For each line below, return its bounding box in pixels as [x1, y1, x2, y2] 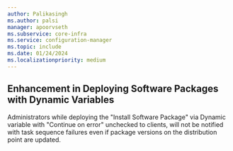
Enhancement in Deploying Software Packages [7, 83, 219, 95]
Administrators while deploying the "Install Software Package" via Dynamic [7, 113, 227, 121]
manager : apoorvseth [7, 23, 69, 30]
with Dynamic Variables [7, 94, 115, 106]
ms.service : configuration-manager [7, 37, 113, 44]
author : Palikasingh [7, 10, 69, 18]
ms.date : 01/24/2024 [7, 50, 69, 57]
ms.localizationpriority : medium [7, 57, 106, 64]
